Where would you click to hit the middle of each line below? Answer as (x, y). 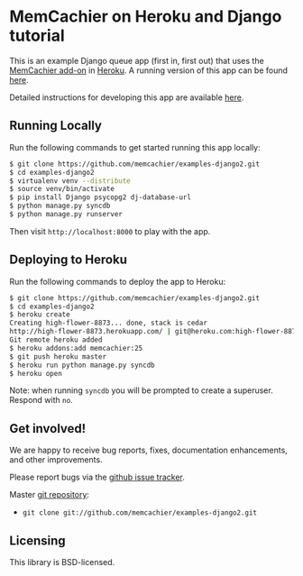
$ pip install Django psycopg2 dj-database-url (101, 197)
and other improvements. (56, 460)
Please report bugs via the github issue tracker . (97, 477)
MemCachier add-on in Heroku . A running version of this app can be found (149, 70)
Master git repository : (50, 495)
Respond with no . (41, 400)
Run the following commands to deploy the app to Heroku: (118, 281)
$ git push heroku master (58, 357)
